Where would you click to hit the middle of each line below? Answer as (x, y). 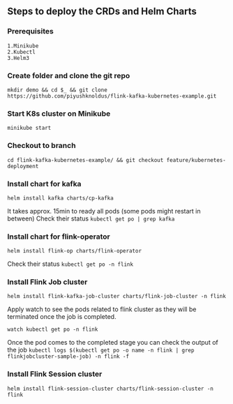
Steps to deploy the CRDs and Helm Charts (102, 12)
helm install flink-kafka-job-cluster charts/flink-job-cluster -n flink (117, 297)
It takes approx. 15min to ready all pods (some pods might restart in (104, 211)
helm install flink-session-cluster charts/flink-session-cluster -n (111, 389)
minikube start (29, 128)
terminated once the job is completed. (62, 317)
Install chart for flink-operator (59, 237)
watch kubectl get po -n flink (53, 330)
